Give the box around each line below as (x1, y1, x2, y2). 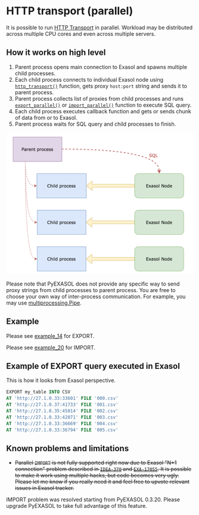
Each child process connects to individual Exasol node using (14, 76, 164, 83)
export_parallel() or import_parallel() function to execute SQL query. (14, 101, 192, 108)
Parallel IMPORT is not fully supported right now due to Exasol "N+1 (14, 459, 177, 466)
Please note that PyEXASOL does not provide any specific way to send (6, 280, 180, 287)
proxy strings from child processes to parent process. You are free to (6, 286, 176, 293)
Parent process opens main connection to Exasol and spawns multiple (14, 63, 188, 70)
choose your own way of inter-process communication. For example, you (6, 293, 186, 300)
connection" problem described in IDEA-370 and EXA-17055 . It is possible (14, 466, 192, 473)
